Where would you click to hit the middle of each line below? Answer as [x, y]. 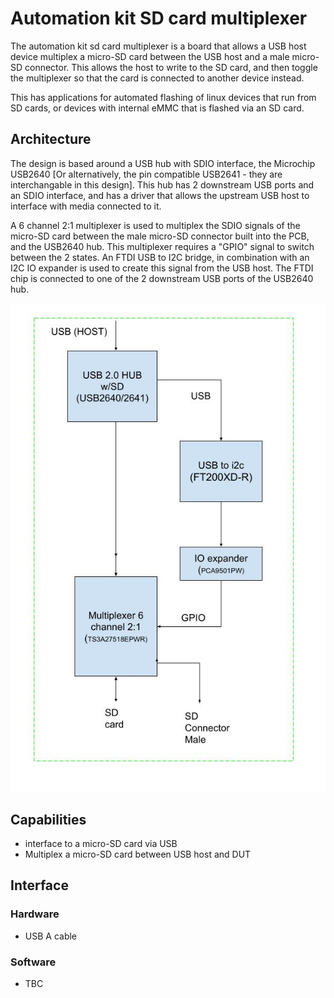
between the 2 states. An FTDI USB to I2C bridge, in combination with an [160, 257]
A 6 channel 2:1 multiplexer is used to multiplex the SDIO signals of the [155, 225]
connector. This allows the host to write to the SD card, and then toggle [171, 67]
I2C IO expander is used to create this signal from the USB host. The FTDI [162, 268]
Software [33, 962]
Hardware [35, 914]
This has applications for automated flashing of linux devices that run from [163, 97]
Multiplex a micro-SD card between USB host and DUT [138, 854]
